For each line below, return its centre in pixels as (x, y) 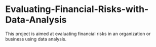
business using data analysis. (36, 39)
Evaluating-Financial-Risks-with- (77, 9)
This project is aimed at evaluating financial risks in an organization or (78, 33)
